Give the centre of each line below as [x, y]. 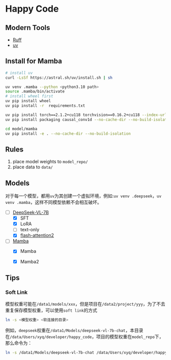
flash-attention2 [37, 235]
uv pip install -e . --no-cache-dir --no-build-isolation [68, 133]
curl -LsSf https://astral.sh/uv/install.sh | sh [59, 78]
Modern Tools [28, 28]
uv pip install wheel [28, 101]
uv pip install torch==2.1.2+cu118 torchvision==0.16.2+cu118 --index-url [86, 115]
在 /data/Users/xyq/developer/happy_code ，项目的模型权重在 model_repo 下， [84, 337]
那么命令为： [19, 343]
